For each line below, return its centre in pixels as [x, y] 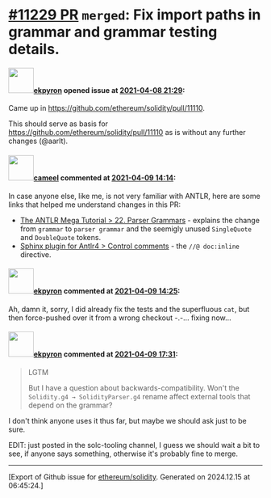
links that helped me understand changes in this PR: [95, 205]
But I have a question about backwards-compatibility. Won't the [133, 388]
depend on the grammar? [70, 405]
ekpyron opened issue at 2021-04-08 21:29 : [109, 90]
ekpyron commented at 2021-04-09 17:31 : [106, 354]
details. [34, 49]
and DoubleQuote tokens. [60, 237]
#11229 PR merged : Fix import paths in [135, 15]
